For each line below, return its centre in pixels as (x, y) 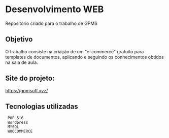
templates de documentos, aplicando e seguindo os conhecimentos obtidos (84, 57)
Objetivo (19, 39)
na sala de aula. (22, 62)
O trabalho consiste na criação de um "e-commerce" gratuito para (75, 51)
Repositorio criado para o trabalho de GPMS (52, 23)
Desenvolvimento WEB (55, 9)
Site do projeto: (30, 78)
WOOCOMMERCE (20, 131)
